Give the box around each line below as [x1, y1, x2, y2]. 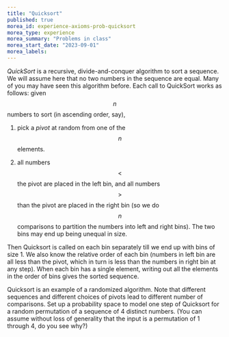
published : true [7, 16, 53, 23]
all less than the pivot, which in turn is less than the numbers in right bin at [7, 258, 217, 266]
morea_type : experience [7, 29, 75, 36]
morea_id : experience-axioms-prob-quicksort [7, 23, 136, 29]
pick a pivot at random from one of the [16, 123, 126, 132]
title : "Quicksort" [7, 10, 63, 17]
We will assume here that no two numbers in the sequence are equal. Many [7, 74, 219, 82]
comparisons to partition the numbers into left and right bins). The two [16, 222, 215, 230]
